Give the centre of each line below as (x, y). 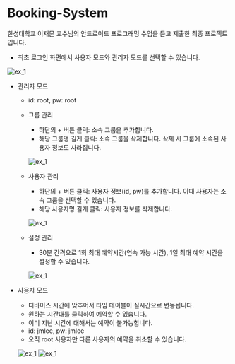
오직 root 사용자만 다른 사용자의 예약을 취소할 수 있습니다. (107, 339)
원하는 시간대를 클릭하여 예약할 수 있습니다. (88, 314)
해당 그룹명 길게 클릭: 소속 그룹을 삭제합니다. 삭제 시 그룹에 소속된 (129, 139)
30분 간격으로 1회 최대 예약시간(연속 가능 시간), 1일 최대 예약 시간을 (131, 252)
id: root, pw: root (52, 100)
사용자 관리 (43, 176)
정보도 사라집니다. (77, 147)
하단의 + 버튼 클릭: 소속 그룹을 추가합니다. (96, 129)
